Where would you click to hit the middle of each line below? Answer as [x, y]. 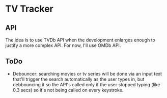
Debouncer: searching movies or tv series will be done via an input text [87, 73]
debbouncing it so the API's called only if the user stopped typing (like [86, 84]
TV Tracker [29, 9]
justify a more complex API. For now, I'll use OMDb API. [63, 45]
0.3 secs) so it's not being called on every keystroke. [68, 90]
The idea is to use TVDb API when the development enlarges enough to [80, 40]
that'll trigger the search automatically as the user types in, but [78, 79]
